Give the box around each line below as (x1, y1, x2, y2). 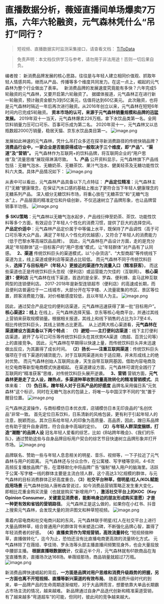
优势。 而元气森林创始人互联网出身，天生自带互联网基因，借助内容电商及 (9, 358, 156, 364)
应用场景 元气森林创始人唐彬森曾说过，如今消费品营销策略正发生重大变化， (5, 483, 156, 488)
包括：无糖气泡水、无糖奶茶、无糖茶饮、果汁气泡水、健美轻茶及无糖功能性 (5, 162, 155, 168)
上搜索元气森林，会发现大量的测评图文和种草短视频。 (5, 507, 112, 513)
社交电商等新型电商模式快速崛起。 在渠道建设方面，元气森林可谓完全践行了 (5, 364, 156, 370)
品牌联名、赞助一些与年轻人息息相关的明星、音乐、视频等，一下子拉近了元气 (5, 452, 159, 458)
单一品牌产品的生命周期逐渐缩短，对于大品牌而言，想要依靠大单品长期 (13, 582, 155, 587)
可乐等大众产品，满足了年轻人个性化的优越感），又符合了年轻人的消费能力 (9, 232, 157, 238)
